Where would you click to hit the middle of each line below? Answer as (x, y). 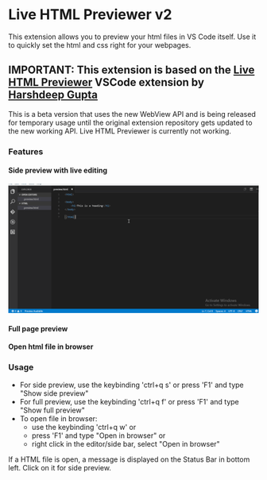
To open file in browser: (58, 418)
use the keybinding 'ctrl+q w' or (84, 427)
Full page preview (38, 328)
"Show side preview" (54, 393)
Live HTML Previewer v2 (90, 15)
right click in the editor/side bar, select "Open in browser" (126, 443)
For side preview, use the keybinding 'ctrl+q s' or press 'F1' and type (132, 385)
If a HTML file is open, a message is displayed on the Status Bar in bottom (129, 459)
